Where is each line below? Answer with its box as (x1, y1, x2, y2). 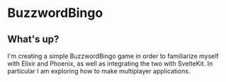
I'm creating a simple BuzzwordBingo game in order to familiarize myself (7, 52, 220, 60)
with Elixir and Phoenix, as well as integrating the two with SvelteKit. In (7, 59, 213, 68)
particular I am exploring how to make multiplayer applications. (7, 67, 191, 75)
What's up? (7, 33, 60, 45)
